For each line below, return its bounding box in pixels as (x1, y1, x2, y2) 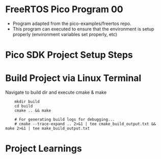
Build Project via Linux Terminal (5, 72, 142, 84)
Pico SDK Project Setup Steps (5, 49, 133, 61)
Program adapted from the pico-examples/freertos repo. (12, 20, 131, 26)
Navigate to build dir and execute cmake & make (5, 89, 107, 95)
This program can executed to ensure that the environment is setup (12, 25, 154, 32)
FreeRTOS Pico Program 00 (5, 4, 123, 15)
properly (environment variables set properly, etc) (12, 31, 117, 37)
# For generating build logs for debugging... (14, 117, 115, 122)
